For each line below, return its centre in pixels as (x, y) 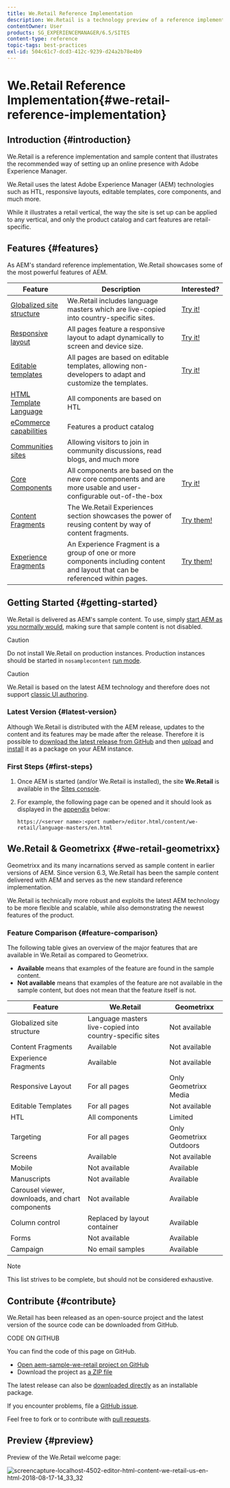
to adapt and (125, 374)
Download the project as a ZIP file (65, 1372)
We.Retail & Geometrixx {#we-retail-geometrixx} (114, 849)
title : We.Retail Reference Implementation (70, 13)
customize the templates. (108, 383)
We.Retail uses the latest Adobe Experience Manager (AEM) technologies (111, 184)
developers (86, 374)
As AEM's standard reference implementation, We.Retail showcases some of (115, 265)
